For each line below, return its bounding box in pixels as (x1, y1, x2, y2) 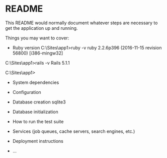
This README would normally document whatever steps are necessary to (5, 20, 158, 26)
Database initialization (12, 109, 59, 115)
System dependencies (12, 79, 59, 85)
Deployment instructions (12, 138, 64, 144)
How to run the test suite (12, 118, 64, 124)
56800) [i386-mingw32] (12, 50, 63, 56)
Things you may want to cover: (5, 35, 69, 41)
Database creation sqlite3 (12, 99, 66, 105)
